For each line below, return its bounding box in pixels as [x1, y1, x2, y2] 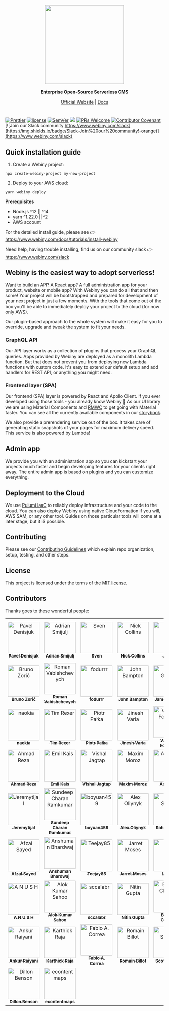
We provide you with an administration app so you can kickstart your [5, 458, 147, 464]
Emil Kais [50, 781, 69, 787]
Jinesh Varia [120, 740, 146, 746]
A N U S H [13, 915, 34, 920]
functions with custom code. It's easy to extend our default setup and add [5, 364, 158, 370]
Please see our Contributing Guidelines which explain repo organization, [5, 546, 155, 552]
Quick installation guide [5, 148, 81, 157]
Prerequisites [5, 198, 34, 205]
